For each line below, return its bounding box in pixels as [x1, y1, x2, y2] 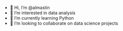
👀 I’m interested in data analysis [9, 10, 76, 16]
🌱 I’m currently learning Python [9, 15, 74, 21]
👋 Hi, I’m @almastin [9, 5, 50, 10]
